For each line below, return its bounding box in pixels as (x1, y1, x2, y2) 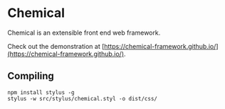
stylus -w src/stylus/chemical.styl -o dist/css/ (7, 95, 158, 102)
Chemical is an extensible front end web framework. (7, 28, 161, 37)
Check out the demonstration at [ (7, 42, 105, 50)
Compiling (7, 70, 55, 82)
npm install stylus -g (7, 88, 75, 96)
